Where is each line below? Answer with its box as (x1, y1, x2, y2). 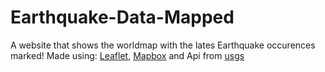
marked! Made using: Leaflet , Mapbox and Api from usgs (10, 49, 245, 61)
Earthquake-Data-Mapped (10, 6, 235, 29)
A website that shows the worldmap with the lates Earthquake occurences (10, 39, 316, 51)
